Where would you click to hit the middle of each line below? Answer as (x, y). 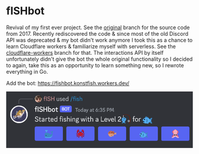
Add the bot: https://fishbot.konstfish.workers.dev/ (68, 83)
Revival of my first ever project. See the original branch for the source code (98, 27)
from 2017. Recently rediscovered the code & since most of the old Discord (97, 33)
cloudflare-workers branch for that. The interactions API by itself (85, 52)
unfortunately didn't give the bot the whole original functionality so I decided (99, 59)
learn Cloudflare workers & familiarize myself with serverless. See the (91, 46)
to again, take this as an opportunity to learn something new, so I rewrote (95, 65)
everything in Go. (27, 71)
